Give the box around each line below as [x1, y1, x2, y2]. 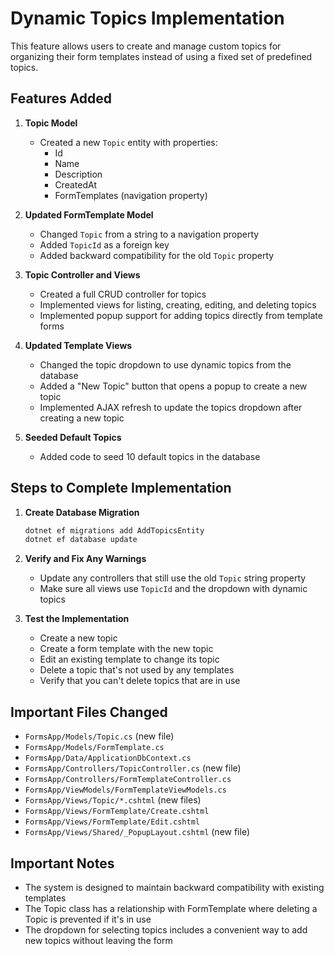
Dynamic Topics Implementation [10, 7, 285, 30]
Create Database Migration [24, 506, 140, 518]
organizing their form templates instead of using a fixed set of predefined [10, 50, 313, 62]
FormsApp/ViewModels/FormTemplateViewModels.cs [24, 785, 227, 796]
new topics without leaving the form [24, 934, 173, 946]
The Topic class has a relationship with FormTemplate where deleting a [24, 902, 318, 914]
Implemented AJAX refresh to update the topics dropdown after [39, 401, 303, 413]
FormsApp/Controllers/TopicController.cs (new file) [24, 762, 242, 774]
